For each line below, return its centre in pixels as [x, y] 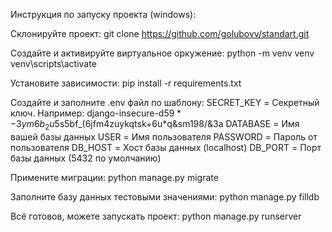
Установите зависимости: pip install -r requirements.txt [126, 83]
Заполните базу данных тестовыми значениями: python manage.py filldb [165, 196]
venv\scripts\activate [53, 63]
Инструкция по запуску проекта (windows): [103, 14]
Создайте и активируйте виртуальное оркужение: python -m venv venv [162, 53]
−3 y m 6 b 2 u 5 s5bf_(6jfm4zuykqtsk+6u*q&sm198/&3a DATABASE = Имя [155, 125]
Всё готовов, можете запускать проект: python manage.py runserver [156, 216]
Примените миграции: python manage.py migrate [114, 177]
